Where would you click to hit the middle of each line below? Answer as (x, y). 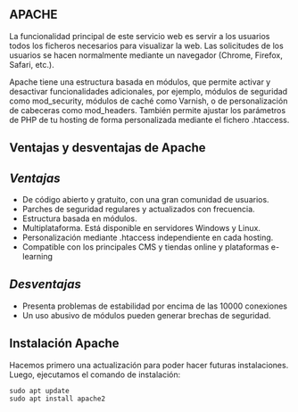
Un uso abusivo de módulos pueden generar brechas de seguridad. (146, 315)
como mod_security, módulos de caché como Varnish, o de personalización (149, 101)
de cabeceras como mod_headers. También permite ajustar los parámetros (148, 110)
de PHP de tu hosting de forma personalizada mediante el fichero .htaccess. (149, 119)
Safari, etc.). (32, 64)
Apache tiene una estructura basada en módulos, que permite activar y (140, 82)
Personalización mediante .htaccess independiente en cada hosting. (148, 238)
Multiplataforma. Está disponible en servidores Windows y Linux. (141, 228)
